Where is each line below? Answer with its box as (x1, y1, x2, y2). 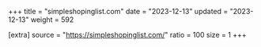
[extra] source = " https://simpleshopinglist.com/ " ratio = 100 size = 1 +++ (8, 31, 247, 39)
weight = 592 (30, 15, 74, 24)
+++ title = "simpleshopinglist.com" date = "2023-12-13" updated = (8, 7, 229, 16)
